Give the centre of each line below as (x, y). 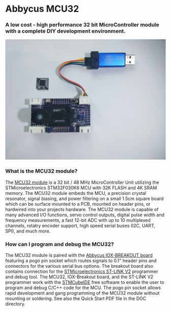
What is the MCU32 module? (41, 171)
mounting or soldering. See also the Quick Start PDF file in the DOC (76, 299)
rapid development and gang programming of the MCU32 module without (82, 293)
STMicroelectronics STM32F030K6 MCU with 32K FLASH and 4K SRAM (81, 188)
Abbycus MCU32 (42, 9)
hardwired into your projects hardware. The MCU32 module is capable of (82, 209)
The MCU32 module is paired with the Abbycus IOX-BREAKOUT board (79, 256)
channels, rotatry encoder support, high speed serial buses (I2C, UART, (80, 225)
